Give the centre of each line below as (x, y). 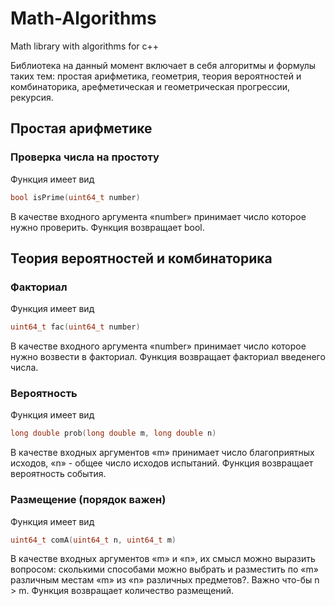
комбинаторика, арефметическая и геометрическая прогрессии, (150, 86)
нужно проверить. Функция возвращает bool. (107, 227)
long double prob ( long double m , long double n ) (113, 433)
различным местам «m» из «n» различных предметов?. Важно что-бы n (165, 580)
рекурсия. (32, 97)
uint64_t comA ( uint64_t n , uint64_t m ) (93, 540)
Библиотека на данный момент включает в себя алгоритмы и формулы (163, 65)
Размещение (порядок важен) (88, 500)
